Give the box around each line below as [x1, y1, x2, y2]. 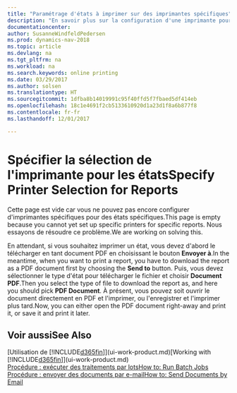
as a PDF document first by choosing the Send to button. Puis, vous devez [7, 264, 224, 272]
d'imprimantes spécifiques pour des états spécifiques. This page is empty [7, 212, 221, 221]
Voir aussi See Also [7, 329, 92, 341]
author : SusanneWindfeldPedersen [7, 30, 106, 37]
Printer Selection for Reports [7, 181, 178, 198]
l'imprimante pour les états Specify [7, 167, 215, 183]
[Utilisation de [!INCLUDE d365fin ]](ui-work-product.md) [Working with [7, 348, 212, 356]
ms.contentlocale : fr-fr [7, 109, 80, 116]
